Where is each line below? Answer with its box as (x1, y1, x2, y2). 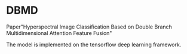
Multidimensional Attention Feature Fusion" (6, 29, 112, 36)
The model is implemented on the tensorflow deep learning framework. (6, 41, 182, 48)
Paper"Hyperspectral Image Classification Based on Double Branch (6, 23, 172, 30)
